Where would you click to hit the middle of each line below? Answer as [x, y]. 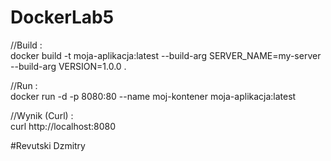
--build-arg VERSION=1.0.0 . [68, 66]
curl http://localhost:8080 [63, 126]
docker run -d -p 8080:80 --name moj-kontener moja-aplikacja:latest [153, 96]
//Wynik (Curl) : [42, 115]
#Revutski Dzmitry [48, 145]
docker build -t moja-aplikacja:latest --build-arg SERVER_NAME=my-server [166, 55]
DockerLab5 [62, 17]
